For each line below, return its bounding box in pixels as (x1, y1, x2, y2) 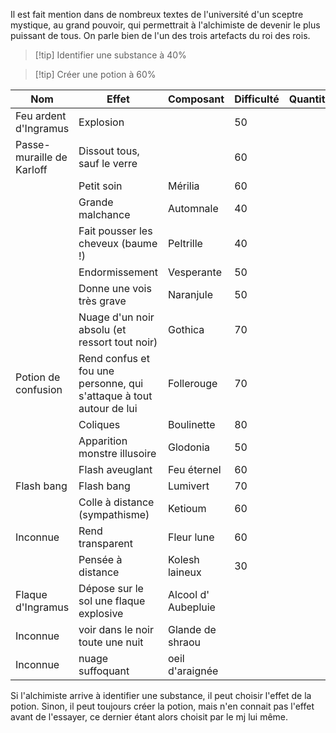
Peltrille (167, 237, 203, 250)
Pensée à (78, 553, 123, 566)
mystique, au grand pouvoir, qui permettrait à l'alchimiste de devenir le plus (10, 19, 321, 31)
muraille (15, 150, 53, 164)
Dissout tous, (78, 144, 140, 158)
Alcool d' (167, 588, 210, 601)
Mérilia (167, 179, 200, 193)
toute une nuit (78, 635, 144, 649)
